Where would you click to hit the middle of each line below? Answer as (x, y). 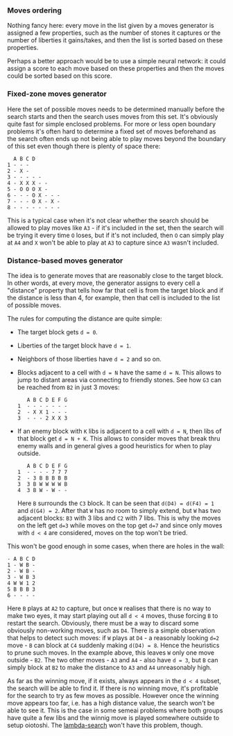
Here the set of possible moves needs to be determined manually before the (116, 109)
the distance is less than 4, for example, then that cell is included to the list (114, 297)
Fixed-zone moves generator (57, 94)
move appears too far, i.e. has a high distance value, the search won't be (111, 703)
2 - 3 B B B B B (42, 478)
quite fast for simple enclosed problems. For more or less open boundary (112, 124)
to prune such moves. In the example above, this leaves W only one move (111, 653)
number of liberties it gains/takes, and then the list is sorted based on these (115, 40)
